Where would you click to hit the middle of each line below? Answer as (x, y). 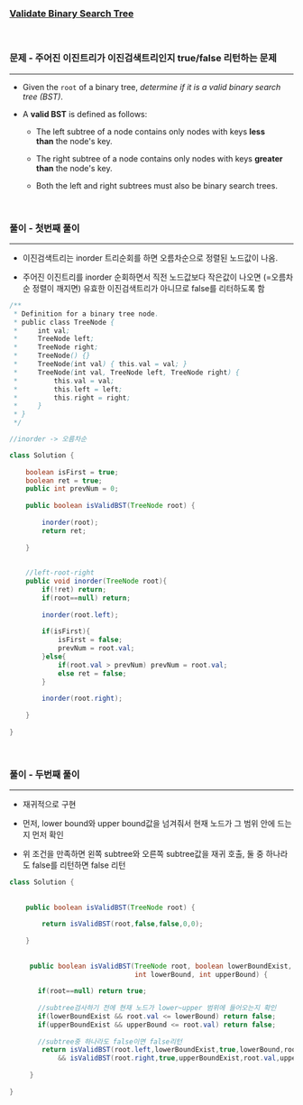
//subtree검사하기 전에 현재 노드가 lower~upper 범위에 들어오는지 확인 (157, 1008)
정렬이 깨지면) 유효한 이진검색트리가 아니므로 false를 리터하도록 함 (148, 288)
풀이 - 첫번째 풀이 (45, 228)
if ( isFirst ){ (66, 631)
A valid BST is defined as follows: (85, 114)
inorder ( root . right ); (83, 699)
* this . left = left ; (68, 389)
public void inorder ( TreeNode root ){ (96, 581)
